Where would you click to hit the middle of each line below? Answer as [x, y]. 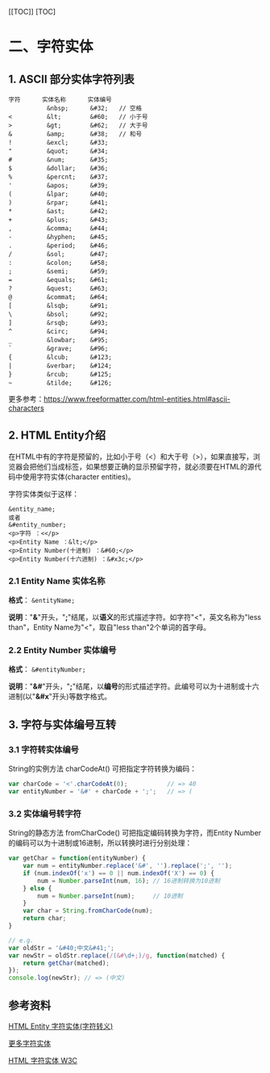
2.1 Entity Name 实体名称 [57, 581]
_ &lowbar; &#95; [58, 340]
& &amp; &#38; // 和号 [75, 134]
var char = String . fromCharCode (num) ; [88, 911]
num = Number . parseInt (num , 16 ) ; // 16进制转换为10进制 [129, 881]
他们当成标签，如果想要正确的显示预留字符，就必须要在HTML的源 [145, 466]
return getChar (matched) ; [66, 963]
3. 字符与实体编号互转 [62, 724]
